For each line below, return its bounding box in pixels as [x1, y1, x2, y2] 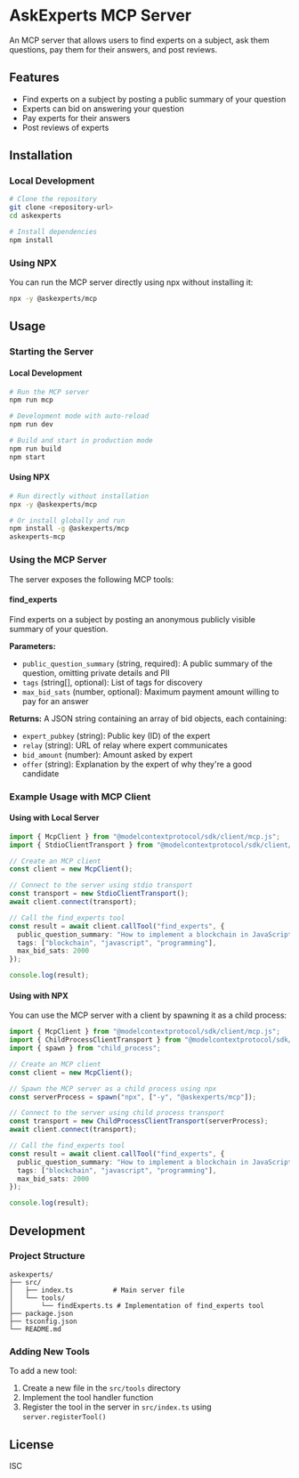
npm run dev [9, 420, 53, 429]
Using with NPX [9, 990, 69, 1001]
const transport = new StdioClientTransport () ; [9, 889, 190, 898]
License [9, 1437, 54, 1452]
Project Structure [9, 1250, 85, 1263]
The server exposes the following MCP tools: [9, 573, 174, 584]
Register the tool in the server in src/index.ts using [21, 1401, 212, 1412]
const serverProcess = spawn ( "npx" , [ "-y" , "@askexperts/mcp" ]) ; [9, 1092, 256, 1101]
